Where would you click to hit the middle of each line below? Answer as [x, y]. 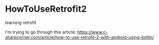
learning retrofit [21, 22]
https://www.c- [92, 32]
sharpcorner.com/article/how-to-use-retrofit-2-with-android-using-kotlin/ [79, 37]
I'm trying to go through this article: [41, 32]
